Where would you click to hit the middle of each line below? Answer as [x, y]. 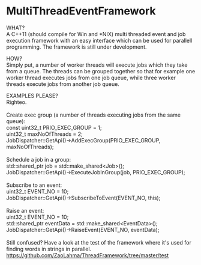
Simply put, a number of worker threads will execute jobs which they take [97, 65]
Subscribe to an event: [34, 185]
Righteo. [16, 102]
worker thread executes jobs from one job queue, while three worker [91, 78]
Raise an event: [25, 210]
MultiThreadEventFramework [81, 11]
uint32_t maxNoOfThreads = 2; [44, 134]
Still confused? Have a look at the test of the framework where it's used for [99, 242]
